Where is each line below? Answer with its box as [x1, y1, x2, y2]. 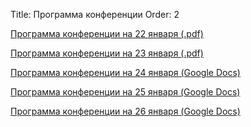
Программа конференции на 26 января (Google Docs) [10, 105, 241, 117]
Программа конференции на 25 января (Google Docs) [10, 86, 241, 98]
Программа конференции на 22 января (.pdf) [10, 28, 204, 39]
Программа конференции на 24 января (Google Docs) [10, 67, 241, 78]
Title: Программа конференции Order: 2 [10, 9, 180, 20]
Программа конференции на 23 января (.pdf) [10, 47, 204, 59]
